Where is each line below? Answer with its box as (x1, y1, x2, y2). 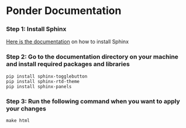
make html (6, 118, 30, 124)
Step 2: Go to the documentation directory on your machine (6, 53, 178, 61)
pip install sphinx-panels (6, 84, 72, 89)
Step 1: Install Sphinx (6, 25, 67, 33)
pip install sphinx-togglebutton (6, 73, 88, 79)
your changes (6, 104, 47, 112)
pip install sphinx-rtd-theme (6, 78, 80, 84)
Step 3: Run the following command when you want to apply (6, 97, 180, 105)
